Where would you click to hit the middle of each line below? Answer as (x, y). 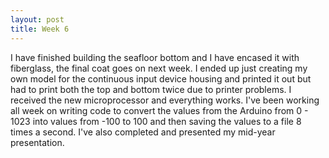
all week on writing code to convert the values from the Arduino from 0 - (159, 110)
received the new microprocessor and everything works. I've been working (165, 100)
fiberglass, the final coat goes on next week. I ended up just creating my (159, 68)
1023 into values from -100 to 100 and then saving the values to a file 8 (156, 121)
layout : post (37, 19)
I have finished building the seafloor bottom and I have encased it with (155, 57)
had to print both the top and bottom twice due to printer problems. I (151, 89)
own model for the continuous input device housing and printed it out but (161, 78)
